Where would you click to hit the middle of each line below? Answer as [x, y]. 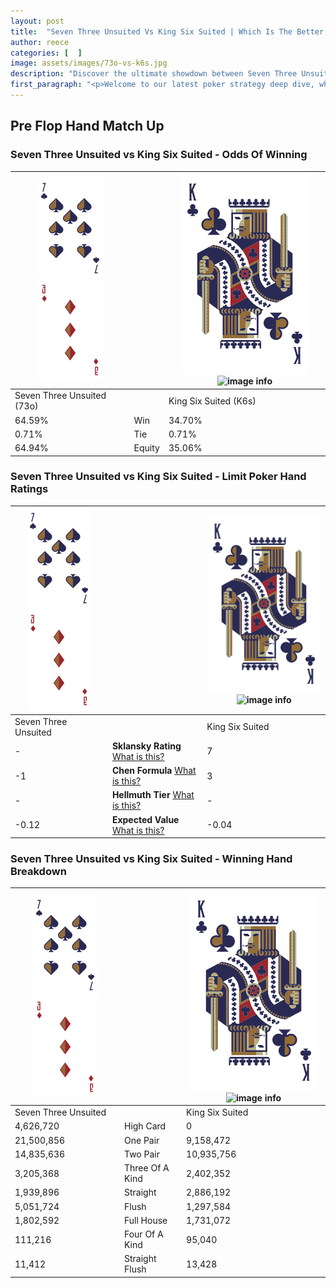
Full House [145, 1220]
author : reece [40, 42]
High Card [145, 1126]
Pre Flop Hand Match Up [87, 126]
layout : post [37, 21]
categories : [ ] [46, 53]
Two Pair [141, 1154]
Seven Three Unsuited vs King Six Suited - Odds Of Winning [159, 155]
